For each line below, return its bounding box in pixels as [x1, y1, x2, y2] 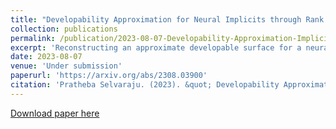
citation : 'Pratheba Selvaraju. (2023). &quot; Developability [10, 80, 280, 90]
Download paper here [10, 107, 100, 119]
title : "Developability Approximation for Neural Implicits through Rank [10, 14, 325, 25]
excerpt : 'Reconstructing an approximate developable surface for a [10, 42, 302, 53]
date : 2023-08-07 [10, 52, 83, 62]
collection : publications [10, 24, 118, 34]
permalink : [10, 33, 56, 43]
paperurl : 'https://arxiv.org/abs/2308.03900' [10, 71, 208, 81]
